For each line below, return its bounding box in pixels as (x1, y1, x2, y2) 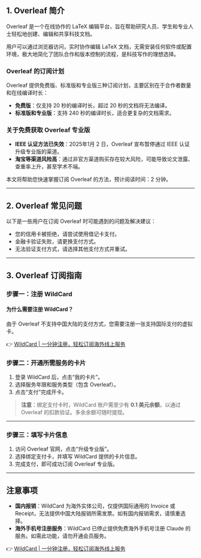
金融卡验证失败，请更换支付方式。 (14, 238, 99, 245)
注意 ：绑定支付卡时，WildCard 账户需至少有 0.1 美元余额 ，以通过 (20, 401, 181, 409)
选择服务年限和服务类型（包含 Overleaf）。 (14, 381, 120, 388)
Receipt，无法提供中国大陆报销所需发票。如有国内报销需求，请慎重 (14, 510, 181, 517)
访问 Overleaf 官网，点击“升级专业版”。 (14, 445, 112, 453)
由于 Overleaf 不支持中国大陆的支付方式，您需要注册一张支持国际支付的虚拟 (6, 320, 193, 327)
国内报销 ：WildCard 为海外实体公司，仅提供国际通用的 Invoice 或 (14, 502, 175, 509)
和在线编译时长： (6, 89, 48, 96)
